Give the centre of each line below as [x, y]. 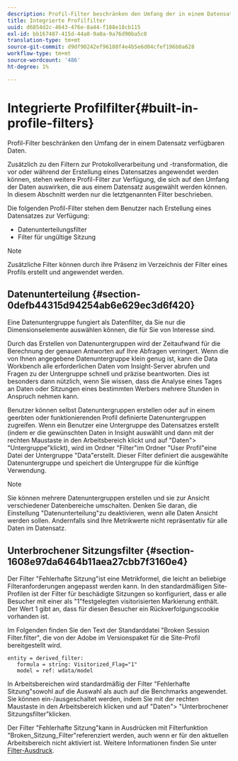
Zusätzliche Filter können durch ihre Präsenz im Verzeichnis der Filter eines [118, 264]
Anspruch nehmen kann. [43, 396]
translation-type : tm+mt [44, 40]
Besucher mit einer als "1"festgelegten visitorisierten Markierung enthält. [113, 601]
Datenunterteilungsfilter [52, 229]
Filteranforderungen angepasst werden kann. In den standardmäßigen [110, 586]
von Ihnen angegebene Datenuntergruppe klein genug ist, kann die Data [113, 358]
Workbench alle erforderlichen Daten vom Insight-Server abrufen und [109, 366]
